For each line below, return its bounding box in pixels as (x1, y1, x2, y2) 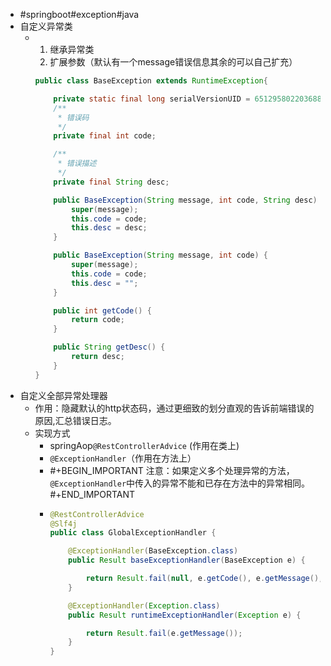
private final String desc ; (53, 177, 170, 187)
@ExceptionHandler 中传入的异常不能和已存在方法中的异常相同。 (49, 477, 311, 489)
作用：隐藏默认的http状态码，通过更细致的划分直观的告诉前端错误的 (34, 402, 315, 414)
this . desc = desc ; (70, 223, 148, 233)
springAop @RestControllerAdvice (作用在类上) (49, 439, 240, 451)
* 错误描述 (57, 159, 97, 169)
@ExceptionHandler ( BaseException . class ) (68, 546, 239, 556)
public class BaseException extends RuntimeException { (34, 76, 268, 86)
